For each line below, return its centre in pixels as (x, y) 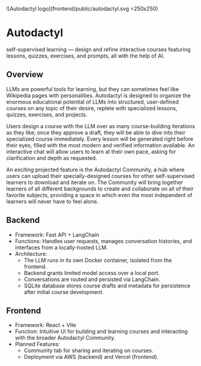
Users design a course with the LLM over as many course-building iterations (100, 126)
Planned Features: (37, 344)
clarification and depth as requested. (52, 158)
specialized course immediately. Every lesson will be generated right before (100, 139)
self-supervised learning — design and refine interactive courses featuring (98, 49)
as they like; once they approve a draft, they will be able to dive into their (96, 132)
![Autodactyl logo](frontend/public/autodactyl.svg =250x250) (82, 9)
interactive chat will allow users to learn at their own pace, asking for (91, 152)
